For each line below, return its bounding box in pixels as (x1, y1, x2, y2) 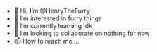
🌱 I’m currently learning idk (13, 22, 93, 30)
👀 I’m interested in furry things (13, 14, 102, 22)
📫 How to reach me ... (13, 37, 80, 45)
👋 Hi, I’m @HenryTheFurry (13, 7, 90, 15)
